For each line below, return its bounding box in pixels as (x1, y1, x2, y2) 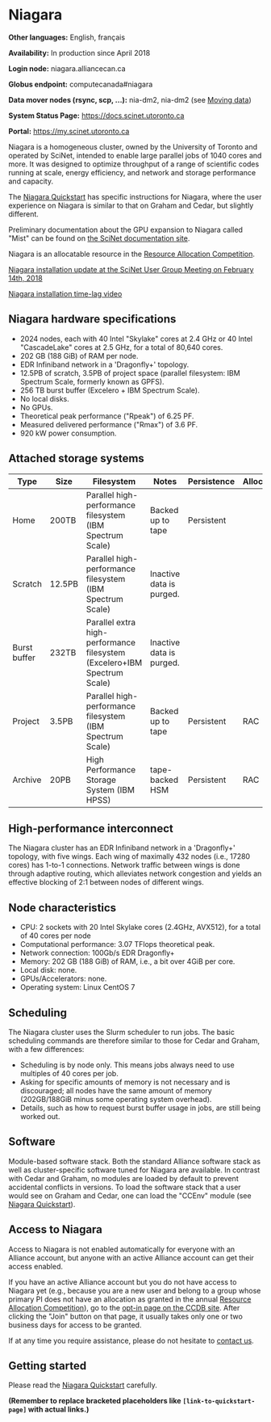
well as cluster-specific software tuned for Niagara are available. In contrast (8, 1165, 261, 1175)
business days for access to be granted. (8, 1319, 142, 1330)
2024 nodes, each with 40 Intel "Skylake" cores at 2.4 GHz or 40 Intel (19, 334, 252, 343)
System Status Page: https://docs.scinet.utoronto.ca (8, 111, 185, 120)
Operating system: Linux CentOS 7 (19, 982, 135, 992)
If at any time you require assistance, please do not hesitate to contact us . (8, 1336, 254, 1345)
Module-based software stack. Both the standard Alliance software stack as (8, 1156, 261, 1166)
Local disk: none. (19, 966, 77, 975)
